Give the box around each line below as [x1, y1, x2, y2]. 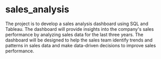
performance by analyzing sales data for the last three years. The [5, 31, 144, 37]
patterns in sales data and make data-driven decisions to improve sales [5, 42, 156, 48]
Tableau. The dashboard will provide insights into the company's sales [5, 26, 154, 32]
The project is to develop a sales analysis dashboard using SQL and [5, 21, 149, 27]
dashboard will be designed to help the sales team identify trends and [5, 37, 153, 43]
